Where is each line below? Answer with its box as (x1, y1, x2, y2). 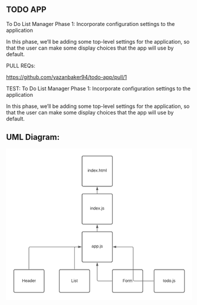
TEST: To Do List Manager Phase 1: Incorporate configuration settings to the (6, 85, 191, 92)
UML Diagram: (6, 132, 60, 142)
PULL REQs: (6, 62, 35, 69)
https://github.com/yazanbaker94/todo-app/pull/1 (6, 73, 127, 80)
